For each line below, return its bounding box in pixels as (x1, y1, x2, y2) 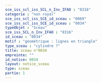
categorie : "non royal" (5, 12, 56, 17)
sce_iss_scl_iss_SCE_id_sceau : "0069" (5, 16, 87, 21)
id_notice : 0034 (5, 57, 38, 62)
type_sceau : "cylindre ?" (5, 43, 60, 48)
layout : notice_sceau (5, 62, 50, 66)
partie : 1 (5, 71, 25, 76)
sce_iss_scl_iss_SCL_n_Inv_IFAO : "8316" (5, 7, 91, 12)
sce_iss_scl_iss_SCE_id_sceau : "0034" (5, 21, 87, 26)
